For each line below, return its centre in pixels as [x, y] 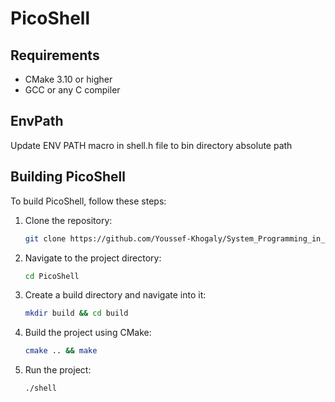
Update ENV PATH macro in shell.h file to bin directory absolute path [151, 145]
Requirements [55, 55]
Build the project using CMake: [88, 333]
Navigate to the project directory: [93, 258]
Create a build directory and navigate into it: [115, 295]
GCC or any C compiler [72, 90]
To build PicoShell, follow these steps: [88, 201]
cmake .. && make [61, 351]
